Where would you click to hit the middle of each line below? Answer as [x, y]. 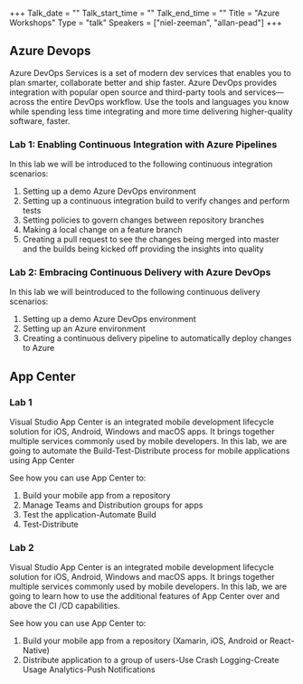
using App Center [42, 461]
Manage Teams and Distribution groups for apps [113, 505]
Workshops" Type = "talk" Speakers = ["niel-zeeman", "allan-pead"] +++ [146, 23]
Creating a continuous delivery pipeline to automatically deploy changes [157, 338]
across [22, 101]
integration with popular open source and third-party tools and [126, 92]
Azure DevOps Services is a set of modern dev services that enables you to [150, 72]
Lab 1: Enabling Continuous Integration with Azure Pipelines [143, 144]
